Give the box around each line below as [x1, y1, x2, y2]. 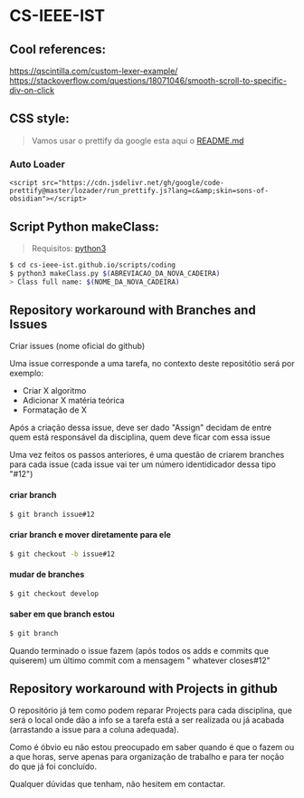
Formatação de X [22, 404, 88, 415]
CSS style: [9, 111, 70, 127]
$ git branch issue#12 [9, 510, 95, 519]
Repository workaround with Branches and [9, 302, 256, 317]
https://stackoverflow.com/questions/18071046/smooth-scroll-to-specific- [9, 75, 288, 86]
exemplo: [9, 368, 43, 379]
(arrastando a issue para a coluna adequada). [9, 725, 179, 735]
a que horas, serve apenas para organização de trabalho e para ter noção [9, 752, 285, 763]
